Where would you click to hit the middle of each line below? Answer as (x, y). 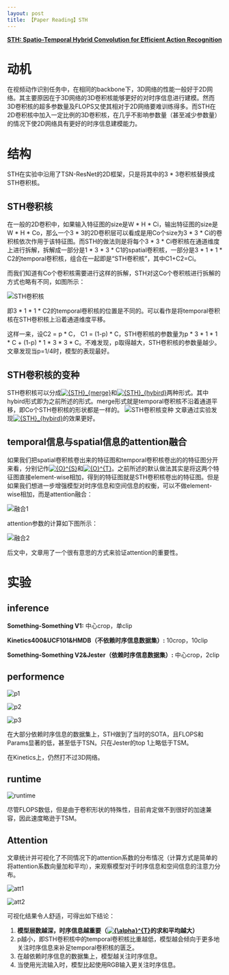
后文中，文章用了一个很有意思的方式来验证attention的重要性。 (94, 552)
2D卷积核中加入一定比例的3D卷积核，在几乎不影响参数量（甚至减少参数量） (114, 115)
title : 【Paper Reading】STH (48, 20)
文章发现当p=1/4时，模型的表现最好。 (60, 351)
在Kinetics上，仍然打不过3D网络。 (55, 757)
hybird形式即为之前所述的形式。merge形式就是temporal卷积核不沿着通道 (109, 401)
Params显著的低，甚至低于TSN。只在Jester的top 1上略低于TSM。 (100, 743)
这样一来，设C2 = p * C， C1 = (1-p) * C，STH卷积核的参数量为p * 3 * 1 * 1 (112, 334)
